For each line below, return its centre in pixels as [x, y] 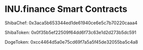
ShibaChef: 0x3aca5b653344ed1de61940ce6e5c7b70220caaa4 [71, 23]
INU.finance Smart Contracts [66, 9]
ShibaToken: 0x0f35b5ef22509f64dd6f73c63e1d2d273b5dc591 [70, 32]
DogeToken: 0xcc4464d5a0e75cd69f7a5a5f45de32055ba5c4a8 [71, 42]
